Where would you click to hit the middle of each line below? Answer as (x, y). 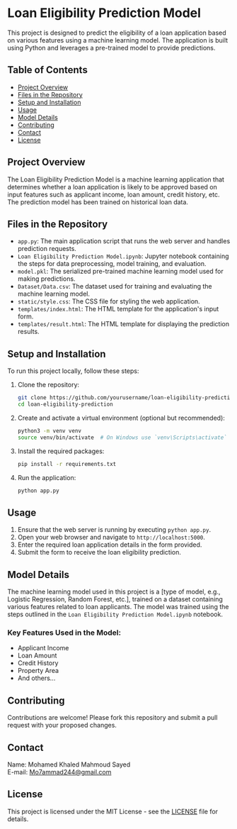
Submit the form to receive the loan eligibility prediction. (99, 552)
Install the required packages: (61, 451)
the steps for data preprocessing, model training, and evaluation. (112, 264)
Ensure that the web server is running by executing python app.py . (114, 530)
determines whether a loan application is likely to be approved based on (112, 187)
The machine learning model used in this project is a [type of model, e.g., (114, 592)
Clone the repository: (48, 385)
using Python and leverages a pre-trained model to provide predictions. (111, 48)
